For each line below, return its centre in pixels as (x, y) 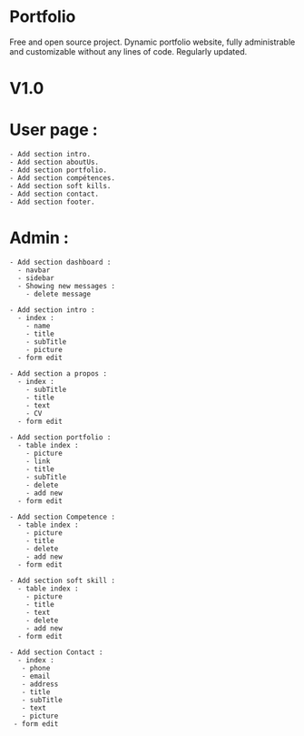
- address (40, 684)
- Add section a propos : (58, 374)
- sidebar (36, 278)
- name (38, 326)
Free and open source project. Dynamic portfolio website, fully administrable (152, 42)
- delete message (59, 294)
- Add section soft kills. (60, 187)
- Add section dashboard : (60, 262)
